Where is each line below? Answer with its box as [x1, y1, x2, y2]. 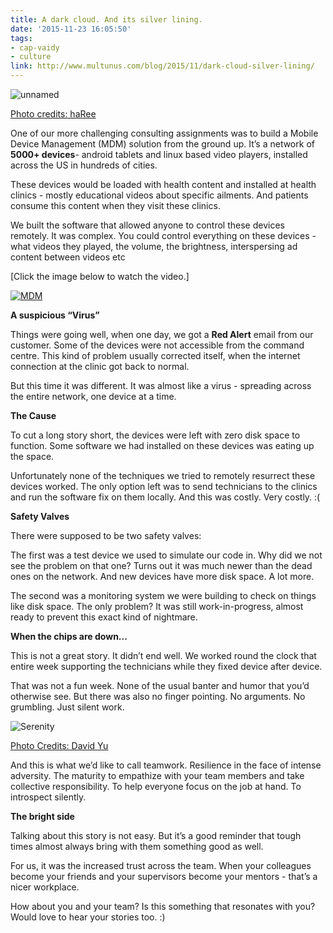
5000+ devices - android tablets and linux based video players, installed [10, 149, 308, 160]
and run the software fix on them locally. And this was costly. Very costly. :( [10, 491, 321, 503]
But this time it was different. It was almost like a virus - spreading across [10, 380, 312, 391]
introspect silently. [10, 791, 87, 803]
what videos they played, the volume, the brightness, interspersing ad [10, 241, 298, 252]
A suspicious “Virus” [10, 309, 100, 321]
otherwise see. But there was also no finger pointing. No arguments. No [10, 691, 306, 702]
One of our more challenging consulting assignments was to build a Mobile [10, 127, 319, 139]
